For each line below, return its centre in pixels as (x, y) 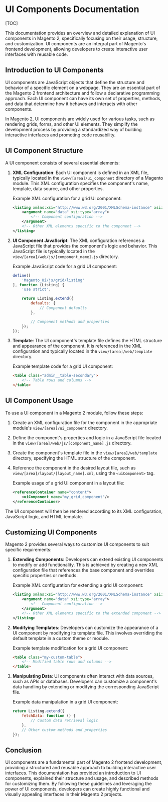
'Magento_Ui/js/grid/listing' (53, 280)
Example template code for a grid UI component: (63, 366)
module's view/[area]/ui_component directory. (60, 428)
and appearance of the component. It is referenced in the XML (77, 346)
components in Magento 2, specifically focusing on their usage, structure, (81, 38)
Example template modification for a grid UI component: (70, 648)
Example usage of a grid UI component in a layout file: (68, 483)
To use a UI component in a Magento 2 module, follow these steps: (74, 413)
